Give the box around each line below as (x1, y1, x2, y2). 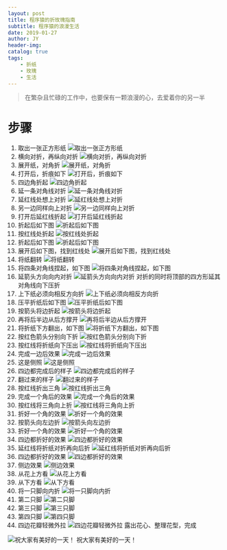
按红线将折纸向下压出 (17, 341, 78, 350)
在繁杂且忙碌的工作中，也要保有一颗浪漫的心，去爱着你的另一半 (24, 93, 205, 101)
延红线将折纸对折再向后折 (17, 444, 91, 453)
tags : (8, 55, 23, 62)
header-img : (8, 42, 42, 49)
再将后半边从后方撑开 (17, 315, 78, 324)
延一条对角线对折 (17, 187, 67, 195)
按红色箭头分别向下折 (17, 333, 78, 341)
